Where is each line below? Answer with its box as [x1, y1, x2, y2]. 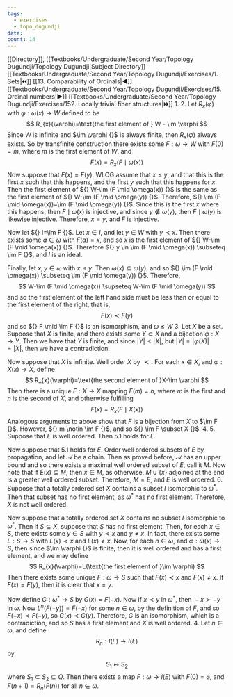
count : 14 [7, 36, 36, 43]
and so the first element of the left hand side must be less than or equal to [7, 293, 219, 301]
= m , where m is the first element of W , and [7, 147, 132, 155]
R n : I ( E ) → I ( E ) [95, 637, 138, 647]
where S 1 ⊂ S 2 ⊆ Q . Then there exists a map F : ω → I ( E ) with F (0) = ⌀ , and [7, 673, 225, 682]
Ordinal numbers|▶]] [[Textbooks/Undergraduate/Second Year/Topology [7, 92, 216, 101]
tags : [7, 10, 23, 17]
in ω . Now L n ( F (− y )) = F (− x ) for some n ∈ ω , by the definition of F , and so [7, 602, 220, 612]
